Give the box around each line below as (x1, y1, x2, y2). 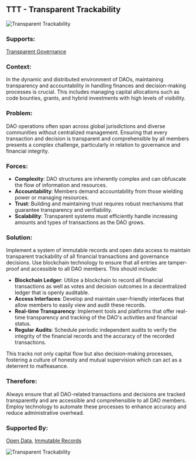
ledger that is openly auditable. (14, 289, 90, 296)
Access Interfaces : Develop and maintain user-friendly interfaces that (14, 295, 184, 302)
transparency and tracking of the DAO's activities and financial (26, 314, 177, 321)
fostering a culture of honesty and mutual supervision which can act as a (6, 356, 182, 363)
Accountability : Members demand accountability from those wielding (14, 188, 183, 195)
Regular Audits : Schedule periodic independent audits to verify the (14, 326, 177, 333)
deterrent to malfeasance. (6, 363, 68, 370)
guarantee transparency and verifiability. (14, 207, 113, 213)
